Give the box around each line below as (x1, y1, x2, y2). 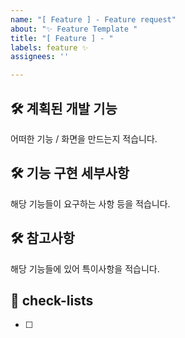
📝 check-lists (10, 292, 94, 309)
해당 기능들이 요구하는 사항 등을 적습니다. (10, 197, 171, 210)
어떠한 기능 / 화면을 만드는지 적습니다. (10, 132, 158, 145)
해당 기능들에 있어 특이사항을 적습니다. (10, 262, 160, 275)
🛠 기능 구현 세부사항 (10, 165, 130, 182)
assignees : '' (10, 52, 70, 62)
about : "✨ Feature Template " (10, 24, 138, 34)
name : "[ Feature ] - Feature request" (10, 14, 177, 25)
